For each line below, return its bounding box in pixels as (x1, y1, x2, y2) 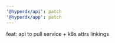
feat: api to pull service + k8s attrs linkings (6, 30, 109, 37)
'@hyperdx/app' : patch (6, 14, 62, 20)
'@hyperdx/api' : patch (6, 8, 62, 15)
